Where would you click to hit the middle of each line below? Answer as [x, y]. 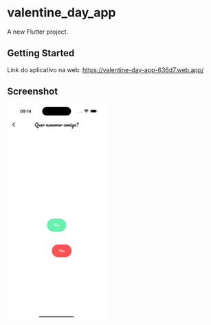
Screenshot [33, 92]
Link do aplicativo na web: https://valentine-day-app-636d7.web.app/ [105, 69]
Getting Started [41, 53]
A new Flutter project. [38, 32]
